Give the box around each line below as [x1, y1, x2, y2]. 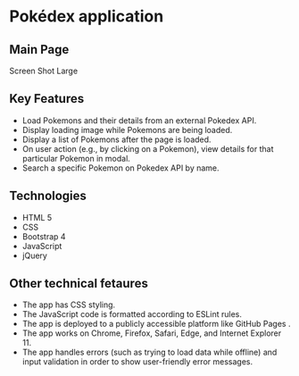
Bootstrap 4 [21, 230, 66, 242]
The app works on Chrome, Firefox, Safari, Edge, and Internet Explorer [21, 328, 282, 338]
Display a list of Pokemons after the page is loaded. [21, 134, 212, 145]
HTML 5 [21, 212, 53, 222]
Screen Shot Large [9, 65, 79, 76]
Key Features [9, 91, 85, 106]
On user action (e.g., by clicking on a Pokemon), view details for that [21, 143, 274, 154]
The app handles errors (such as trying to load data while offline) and [21, 347, 278, 358]
